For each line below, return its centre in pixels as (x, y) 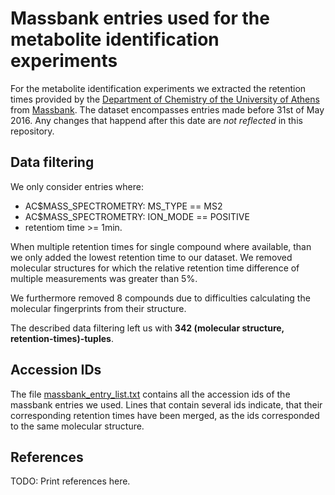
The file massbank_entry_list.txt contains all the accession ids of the (150, 394)
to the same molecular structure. (77, 426)
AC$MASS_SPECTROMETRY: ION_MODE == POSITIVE (137, 216)
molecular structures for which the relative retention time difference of (155, 268)
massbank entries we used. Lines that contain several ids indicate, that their (166, 404)
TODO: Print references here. (70, 481)
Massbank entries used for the (140, 18)
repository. (32, 131)
